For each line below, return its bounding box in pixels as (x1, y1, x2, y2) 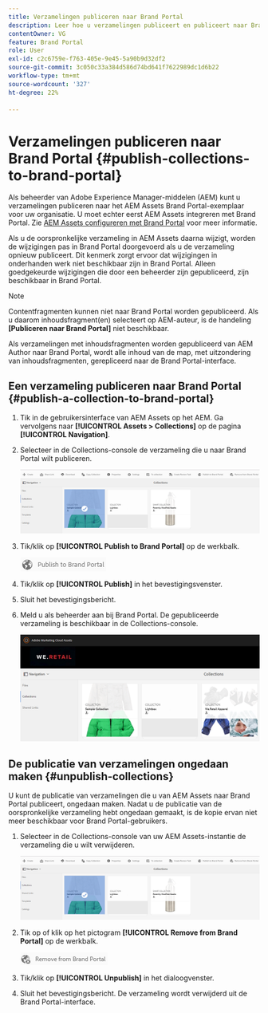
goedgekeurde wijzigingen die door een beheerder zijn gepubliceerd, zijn (8, 267, 250, 277)
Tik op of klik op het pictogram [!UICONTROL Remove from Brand (19, 928, 238, 937)
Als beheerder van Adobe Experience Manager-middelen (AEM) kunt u (8, 192, 241, 203)
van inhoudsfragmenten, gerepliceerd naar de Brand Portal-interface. (8, 356, 237, 366)
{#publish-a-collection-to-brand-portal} (8, 392, 215, 405)
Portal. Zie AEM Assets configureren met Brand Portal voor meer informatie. (8, 218, 258, 227)
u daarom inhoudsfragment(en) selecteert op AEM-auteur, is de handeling (8, 315, 251, 325)
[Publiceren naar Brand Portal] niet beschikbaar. (8, 324, 170, 333)
